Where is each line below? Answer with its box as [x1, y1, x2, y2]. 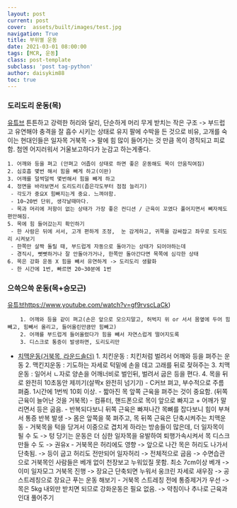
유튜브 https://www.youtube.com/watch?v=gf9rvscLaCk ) [7, 300, 171, 308]
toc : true [7, 76, 37, 83]
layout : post [7, 10, 46, 18]
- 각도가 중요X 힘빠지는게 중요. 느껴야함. [10, 190, 117, 197]
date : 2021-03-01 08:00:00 [7, 43, 87, 50]
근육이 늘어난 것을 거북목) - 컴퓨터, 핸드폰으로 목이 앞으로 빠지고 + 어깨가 [17, 396, 219, 404]
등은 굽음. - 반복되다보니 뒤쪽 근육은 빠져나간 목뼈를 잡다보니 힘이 [36, 405, 217, 413]
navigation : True [7, 30, 59, 37]
